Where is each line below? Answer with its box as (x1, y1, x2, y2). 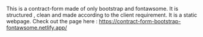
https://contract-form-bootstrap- (99, 18, 181, 24)
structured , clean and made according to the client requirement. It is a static (6, 11, 198, 18)
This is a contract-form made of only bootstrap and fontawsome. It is (6, 5, 179, 12)
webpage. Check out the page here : (6, 18, 98, 24)
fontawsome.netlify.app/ (6, 24, 67, 31)
